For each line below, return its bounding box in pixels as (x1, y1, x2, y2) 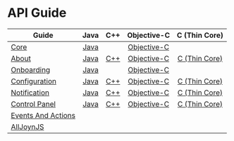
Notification (11, 88, 49, 98)
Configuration (11, 76, 56, 86)
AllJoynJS (11, 121, 44, 131)
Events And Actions (11, 110, 76, 120)
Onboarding (11, 65, 51, 74)
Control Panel (11, 99, 56, 109)
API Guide (7, 5, 67, 21)
